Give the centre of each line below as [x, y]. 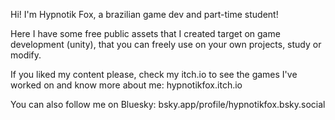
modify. [26, 55]
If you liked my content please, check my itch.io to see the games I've [154, 74]
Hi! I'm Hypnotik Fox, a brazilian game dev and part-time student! [144, 14]
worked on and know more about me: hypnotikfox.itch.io [126, 85]
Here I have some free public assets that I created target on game [145, 33]
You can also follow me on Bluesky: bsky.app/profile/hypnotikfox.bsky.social [168, 104]
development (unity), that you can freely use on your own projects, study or [166, 44]
